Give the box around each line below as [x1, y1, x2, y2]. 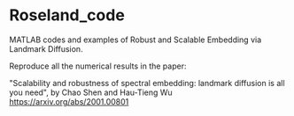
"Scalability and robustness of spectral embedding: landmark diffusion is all [9, 77, 285, 88]
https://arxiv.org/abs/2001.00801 [9, 96, 129, 106]
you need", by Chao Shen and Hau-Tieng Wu [9, 87, 173, 98]
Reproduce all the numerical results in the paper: [9, 61, 187, 71]
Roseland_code [9, 5, 126, 25]
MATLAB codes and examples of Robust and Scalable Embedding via [9, 34, 262, 45]
